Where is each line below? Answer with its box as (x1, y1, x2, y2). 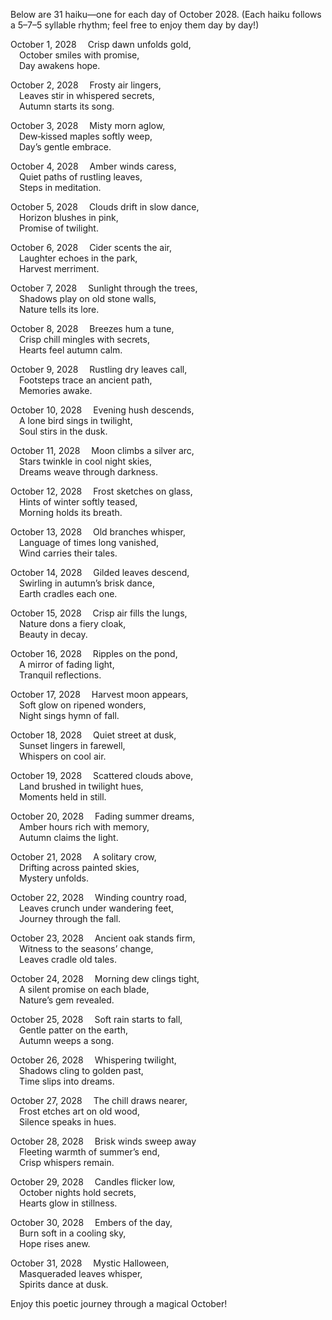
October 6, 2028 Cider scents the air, (10, 242, 172, 253)
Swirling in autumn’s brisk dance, (19, 577, 155, 589)
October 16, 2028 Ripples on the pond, (10, 648, 178, 659)
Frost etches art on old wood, (19, 1105, 140, 1117)
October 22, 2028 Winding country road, (10, 892, 188, 903)
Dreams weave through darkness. (19, 466, 158, 478)
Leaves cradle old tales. (19, 954, 117, 965)
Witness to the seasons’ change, (19, 943, 154, 954)
